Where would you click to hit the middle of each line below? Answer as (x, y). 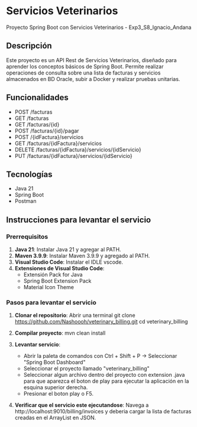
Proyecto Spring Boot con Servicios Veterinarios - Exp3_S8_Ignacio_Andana (99, 27)
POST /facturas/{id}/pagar (47, 131)
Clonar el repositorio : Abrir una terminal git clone (75, 315)
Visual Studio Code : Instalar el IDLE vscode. (69, 262)
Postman (25, 201)
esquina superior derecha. (56, 387)
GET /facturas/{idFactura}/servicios (58, 143)
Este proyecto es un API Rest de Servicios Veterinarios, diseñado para (91, 60)
